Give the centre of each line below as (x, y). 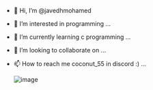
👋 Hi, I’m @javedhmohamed (52, 11)
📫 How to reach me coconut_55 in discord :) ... (80, 64)
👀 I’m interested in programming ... (62, 24)
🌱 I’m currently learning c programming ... (72, 37)
